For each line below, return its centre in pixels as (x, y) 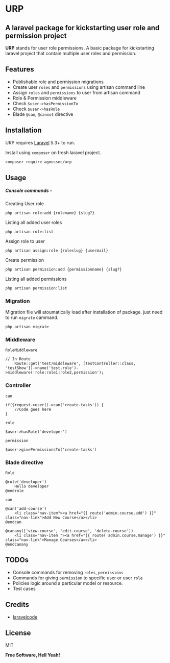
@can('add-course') (26, 509)
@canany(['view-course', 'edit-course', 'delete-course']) (69, 531)
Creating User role (25, 203)
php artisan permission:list (36, 288)
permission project (36, 35)
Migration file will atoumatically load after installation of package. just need (84, 312)
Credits (17, 605)
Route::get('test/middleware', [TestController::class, (75, 364)
